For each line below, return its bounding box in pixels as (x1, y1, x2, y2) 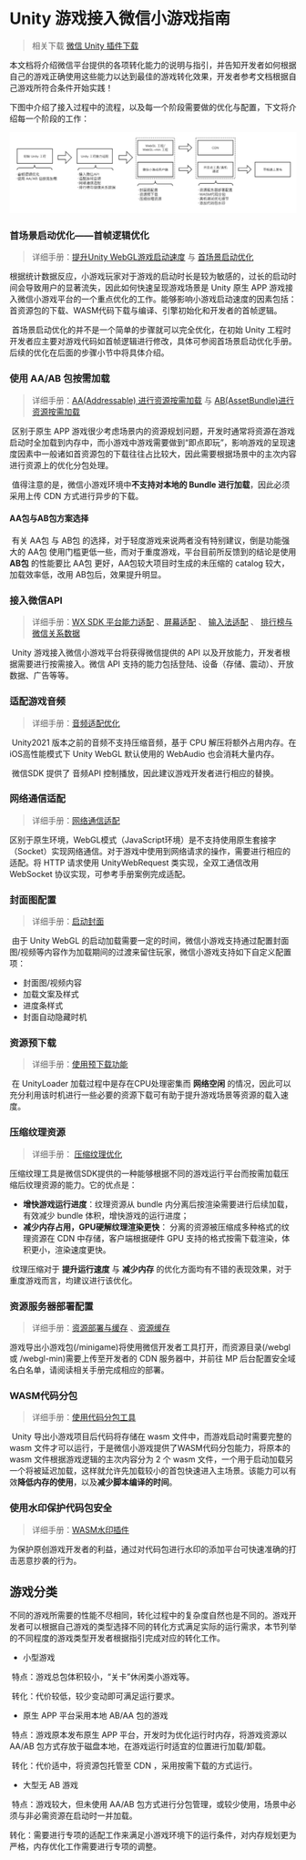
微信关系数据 (31, 628, 80, 639)
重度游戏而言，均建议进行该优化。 (9, 1274, 138, 1285)
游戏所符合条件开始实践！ (16, 82, 114, 93)
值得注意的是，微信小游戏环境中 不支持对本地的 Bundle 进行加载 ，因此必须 (11, 479, 291, 490)
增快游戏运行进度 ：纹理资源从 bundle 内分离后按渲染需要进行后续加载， (22, 1199, 293, 1210)
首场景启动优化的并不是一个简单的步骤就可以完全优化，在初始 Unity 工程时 (11, 324, 291, 335)
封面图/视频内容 (22, 977, 82, 988)
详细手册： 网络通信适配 (31, 814, 120, 825)
